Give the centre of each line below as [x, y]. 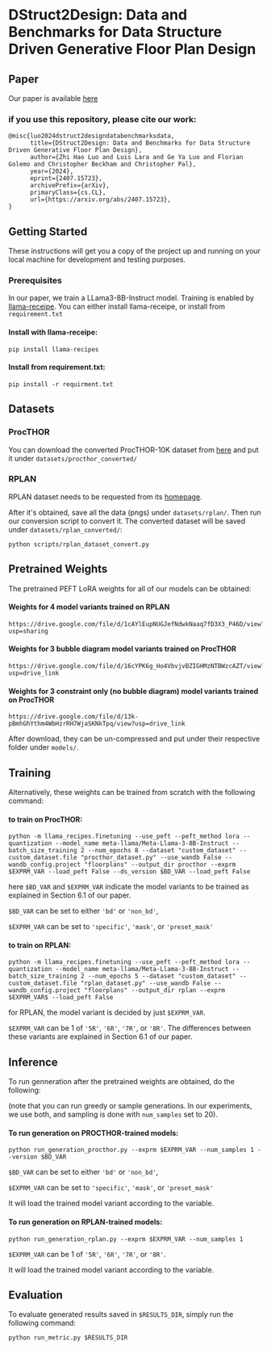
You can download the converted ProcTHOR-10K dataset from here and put [133, 449]
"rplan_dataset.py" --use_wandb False [146, 983]
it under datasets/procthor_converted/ [73, 458]
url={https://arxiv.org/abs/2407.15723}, [100, 200]
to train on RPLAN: [40, 945]
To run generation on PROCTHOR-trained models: [94, 1133]
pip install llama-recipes [54, 349]
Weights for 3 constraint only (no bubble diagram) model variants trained [133, 691]
